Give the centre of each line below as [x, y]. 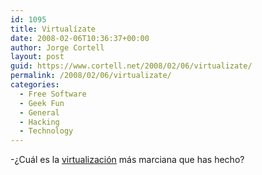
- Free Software [53, 94]
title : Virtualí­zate [53, 29]
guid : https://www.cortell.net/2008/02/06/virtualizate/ [131, 66]
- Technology [46, 131]
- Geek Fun [42, 103]
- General [39, 112]
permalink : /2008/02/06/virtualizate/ [91, 76]
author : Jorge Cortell [57, 47]
